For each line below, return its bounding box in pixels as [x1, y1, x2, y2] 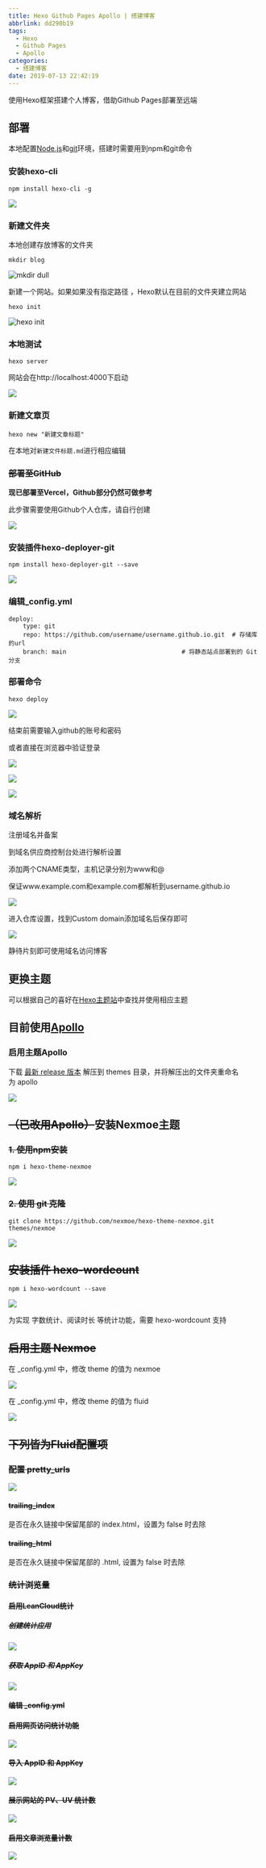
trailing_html [8, 1538, 52, 1548]
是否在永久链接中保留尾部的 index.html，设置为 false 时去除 [8, 1519, 206, 1529]
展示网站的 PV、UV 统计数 [8, 1795, 96, 1805]
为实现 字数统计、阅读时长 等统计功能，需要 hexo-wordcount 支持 [8, 1315, 227, 1325]
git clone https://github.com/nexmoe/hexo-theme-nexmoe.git [8, 1217, 215, 1225]
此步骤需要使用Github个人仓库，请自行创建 [8, 504, 151, 514]
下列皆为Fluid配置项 [8, 1437, 109, 1451]
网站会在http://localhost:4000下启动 [8, 373, 129, 382]
